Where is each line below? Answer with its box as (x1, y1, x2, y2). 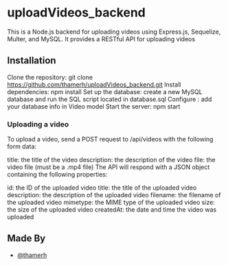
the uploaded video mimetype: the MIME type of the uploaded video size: (7, 198, 215, 207)
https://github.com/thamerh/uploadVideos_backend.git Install (7, 80, 181, 89)
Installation (7, 55, 56, 67)
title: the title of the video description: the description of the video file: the (7, 156, 216, 164)
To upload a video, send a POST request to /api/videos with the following (7, 135, 214, 144)
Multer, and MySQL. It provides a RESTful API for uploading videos (7, 34, 196, 43)
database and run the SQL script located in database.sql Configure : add (7, 95, 212, 103)
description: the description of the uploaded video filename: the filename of (7, 191, 221, 199)
